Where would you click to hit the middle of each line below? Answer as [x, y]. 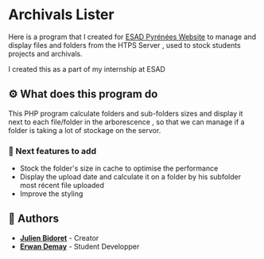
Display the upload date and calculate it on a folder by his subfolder [130, 177]
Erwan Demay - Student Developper [80, 246]
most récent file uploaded [62, 186]
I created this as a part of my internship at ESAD [87, 69]
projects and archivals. [46, 53]
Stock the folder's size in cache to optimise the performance [119, 168]
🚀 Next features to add [52, 151]
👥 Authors [34, 219]
